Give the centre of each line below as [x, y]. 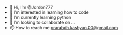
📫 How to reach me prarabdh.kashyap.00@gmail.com [64, 28]
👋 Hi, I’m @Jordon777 [31, 7]
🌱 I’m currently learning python [40, 17]
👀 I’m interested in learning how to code [49, 12]
